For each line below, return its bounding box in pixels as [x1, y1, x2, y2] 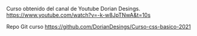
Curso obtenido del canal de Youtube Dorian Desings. [6, 5, 141, 12]
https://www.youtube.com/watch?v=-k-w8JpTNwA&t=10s [6, 11, 151, 19]
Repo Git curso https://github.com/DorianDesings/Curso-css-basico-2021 [6, 23, 191, 30]
